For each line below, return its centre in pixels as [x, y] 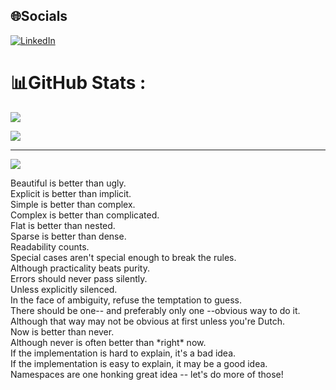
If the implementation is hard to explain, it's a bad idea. [123, 353]
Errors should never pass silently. [79, 278]
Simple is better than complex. [73, 204]
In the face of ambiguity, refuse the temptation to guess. [126, 300]
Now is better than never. [62, 331]
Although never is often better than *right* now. [108, 342]
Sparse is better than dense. [68, 236]
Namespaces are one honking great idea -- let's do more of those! [147, 374]
